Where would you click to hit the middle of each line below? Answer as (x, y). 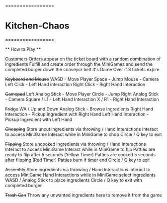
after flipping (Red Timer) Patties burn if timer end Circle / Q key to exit (78, 160)
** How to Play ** (23, 49)
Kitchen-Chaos (37, 26)
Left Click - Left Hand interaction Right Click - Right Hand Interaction (75, 84)
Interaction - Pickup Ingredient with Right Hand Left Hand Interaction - (77, 114)
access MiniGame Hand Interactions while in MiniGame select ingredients (80, 175)
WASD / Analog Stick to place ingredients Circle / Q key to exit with (74, 180)
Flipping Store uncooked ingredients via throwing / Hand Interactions (76, 144)
